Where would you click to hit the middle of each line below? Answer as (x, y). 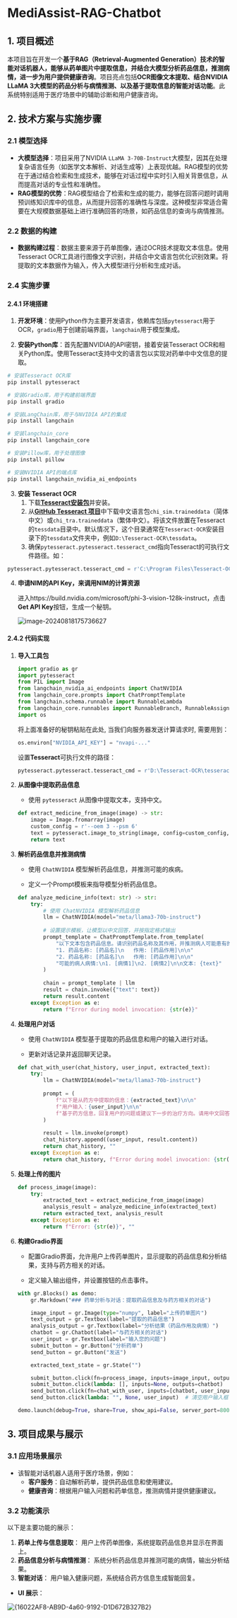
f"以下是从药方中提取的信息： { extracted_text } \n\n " (126, 1100)
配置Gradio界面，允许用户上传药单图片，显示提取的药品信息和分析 (124, 1256)
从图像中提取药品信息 (48, 785)
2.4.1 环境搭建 (28, 304)
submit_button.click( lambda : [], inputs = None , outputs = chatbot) (127, 1384)
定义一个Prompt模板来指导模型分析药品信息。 (94, 884)
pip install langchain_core (49, 440)
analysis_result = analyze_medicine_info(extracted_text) (130, 1207)
